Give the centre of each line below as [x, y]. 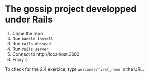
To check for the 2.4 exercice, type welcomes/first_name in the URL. [74, 69]
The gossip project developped [71, 9]
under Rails [29, 19]
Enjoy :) [20, 59]
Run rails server [30, 49]
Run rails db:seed [32, 43]
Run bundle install [33, 38]
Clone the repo [28, 33]
